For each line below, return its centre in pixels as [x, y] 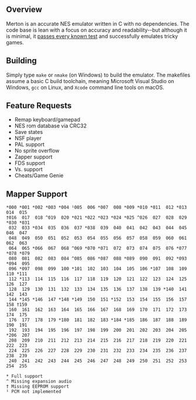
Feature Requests [39, 106]
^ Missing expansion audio [39, 382]
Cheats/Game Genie [39, 175]
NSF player [28, 138]
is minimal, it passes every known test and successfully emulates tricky [92, 36]
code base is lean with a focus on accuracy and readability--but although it [97, 30]
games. [15, 42]
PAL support [30, 144]
